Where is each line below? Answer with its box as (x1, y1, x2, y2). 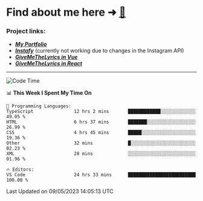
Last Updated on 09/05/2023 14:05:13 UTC (6, 188, 114, 195)
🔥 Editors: (6, 167, 34, 173)
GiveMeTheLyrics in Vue (14, 54, 78, 61)
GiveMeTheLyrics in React (14, 60, 83, 67)
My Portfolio (14, 40, 47, 48)
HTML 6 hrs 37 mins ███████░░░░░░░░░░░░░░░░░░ (6, 119, 196, 126)
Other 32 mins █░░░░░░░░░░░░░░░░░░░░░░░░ (6, 140, 196, 147)
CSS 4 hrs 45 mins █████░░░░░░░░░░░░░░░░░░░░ (6, 130, 196, 136)
